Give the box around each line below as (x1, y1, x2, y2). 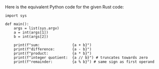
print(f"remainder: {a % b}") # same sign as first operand (14, 59, 155, 64)
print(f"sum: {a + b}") (14, 43, 92, 47)
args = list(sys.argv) (14, 26, 59, 31)
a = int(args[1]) (14, 30, 49, 35)
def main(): (5, 22, 29, 26)
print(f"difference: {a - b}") (14, 47, 92, 52)
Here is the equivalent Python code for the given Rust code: (5, 4, 124, 10)
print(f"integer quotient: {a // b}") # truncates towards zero (14, 55, 148, 60)
